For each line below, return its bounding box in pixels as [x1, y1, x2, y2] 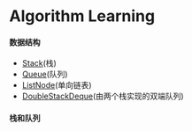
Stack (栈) [21, 58, 58, 69]
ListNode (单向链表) [21, 80, 92, 91]
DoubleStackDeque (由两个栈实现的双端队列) [21, 91, 184, 102]
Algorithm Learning [9, 6, 156, 26]
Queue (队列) [21, 69, 68, 80]
